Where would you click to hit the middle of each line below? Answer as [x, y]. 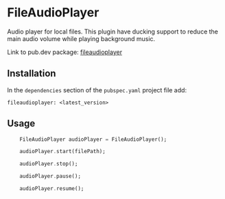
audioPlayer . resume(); [52, 189]
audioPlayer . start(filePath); [63, 152]
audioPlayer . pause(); [50, 176]
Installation [32, 74]
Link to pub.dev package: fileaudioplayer [64, 52]
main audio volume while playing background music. [81, 38]
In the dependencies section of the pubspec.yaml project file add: [97, 90]
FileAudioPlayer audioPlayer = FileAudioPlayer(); [93, 139]
